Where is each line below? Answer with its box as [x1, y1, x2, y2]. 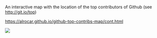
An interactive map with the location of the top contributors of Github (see [5, 4, 152, 10]
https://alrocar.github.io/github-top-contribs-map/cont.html [5, 19, 124, 24]
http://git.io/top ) [5, 9, 37, 15]
